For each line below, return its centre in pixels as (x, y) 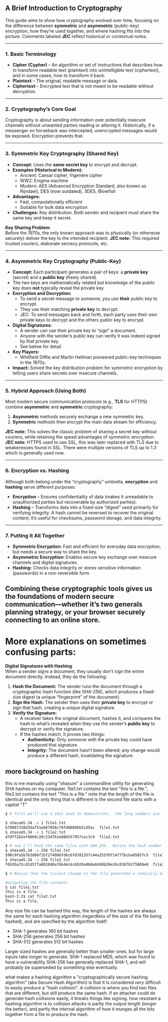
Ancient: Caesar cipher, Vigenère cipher (61, 175)
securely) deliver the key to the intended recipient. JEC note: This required (82, 238)
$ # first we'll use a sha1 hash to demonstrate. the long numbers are (82, 814)
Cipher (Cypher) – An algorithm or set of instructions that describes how (87, 65)
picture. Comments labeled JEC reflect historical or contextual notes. (76, 36)
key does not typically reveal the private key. (58, 288)
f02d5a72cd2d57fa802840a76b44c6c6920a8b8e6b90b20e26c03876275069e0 (77, 864)
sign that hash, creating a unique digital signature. (64, 708)
